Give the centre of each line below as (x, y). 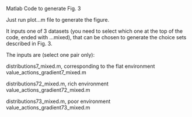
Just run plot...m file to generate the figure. (58, 20)
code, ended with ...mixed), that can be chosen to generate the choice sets (96, 37)
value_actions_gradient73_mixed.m (48, 107)
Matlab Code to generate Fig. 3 (43, 8)
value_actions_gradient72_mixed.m (48, 90)
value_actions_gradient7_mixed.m (46, 72)
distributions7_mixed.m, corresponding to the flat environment (81, 66)
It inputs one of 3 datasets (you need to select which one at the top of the (95, 31)
